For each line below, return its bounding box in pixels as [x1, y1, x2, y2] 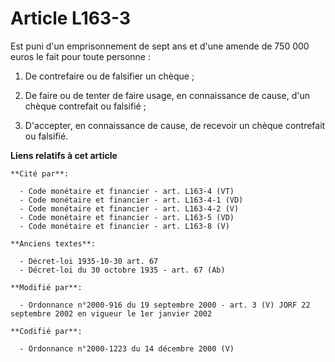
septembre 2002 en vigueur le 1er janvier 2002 [10, 308, 213, 319]
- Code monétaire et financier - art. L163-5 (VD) [19, 212, 235, 222]
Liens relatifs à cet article [10, 149, 118, 161]
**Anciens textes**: [10, 238, 97, 249]
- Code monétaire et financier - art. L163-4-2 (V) [19, 203, 240, 214]
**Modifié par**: [10, 282, 83, 292]
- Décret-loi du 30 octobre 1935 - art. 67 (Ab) [19, 265, 226, 275]
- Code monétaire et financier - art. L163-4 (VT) [19, 186, 235, 196]
